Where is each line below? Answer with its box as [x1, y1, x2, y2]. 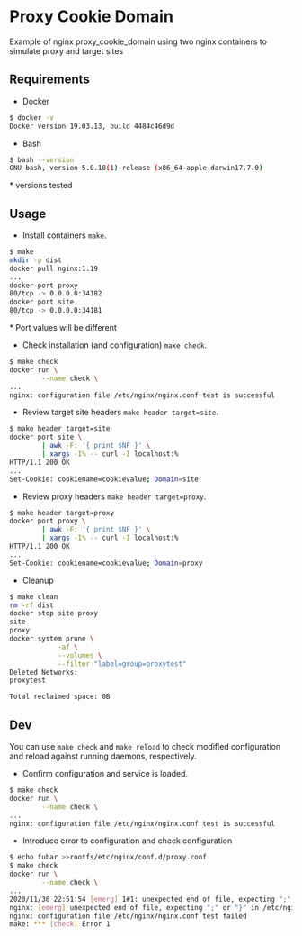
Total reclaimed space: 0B [9, 692, 111, 702]
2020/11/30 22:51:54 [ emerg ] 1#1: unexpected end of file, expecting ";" [9, 895, 292, 904]
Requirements [9, 72, 90, 87]
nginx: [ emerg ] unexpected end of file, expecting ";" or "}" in [9, 903, 259, 912]
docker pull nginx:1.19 [9, 264, 99, 273]
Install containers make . [22, 230, 107, 241]
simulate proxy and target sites [9, 45, 124, 56]
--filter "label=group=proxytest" [57, 659, 187, 668]
